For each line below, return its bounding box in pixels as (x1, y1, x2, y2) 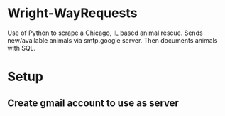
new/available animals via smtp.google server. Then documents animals (7, 36, 218, 44)
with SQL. (7, 43, 36, 52)
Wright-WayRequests (7, 5, 138, 21)
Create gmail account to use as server (7, 97, 180, 109)
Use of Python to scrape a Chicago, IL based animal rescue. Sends (7, 28, 204, 37)
